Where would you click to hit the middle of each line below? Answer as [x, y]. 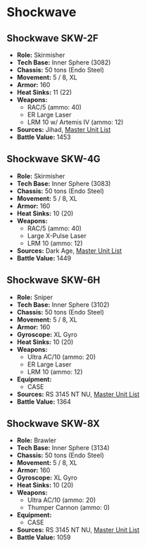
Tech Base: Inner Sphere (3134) [63, 448]
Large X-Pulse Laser [57, 235]
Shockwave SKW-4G [54, 159]
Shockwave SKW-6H [53, 281]
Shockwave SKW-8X [53, 424]
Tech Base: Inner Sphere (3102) [63, 304]
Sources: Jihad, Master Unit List [64, 130]
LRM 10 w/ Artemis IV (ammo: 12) [75, 122]
